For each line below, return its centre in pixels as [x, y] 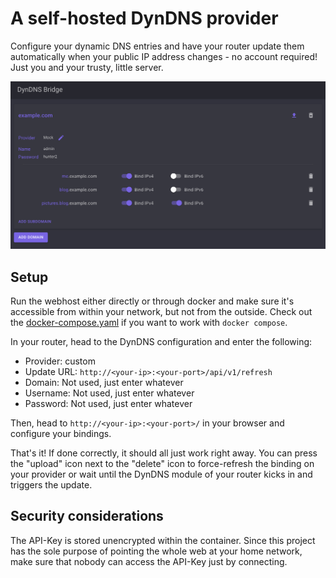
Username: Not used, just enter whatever [109, 393]
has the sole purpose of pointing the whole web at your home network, [156, 551]
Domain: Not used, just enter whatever [104, 382]
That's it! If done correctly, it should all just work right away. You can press [164, 453]
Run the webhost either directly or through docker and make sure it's [152, 301]
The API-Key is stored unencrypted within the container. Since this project [163, 540]
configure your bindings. [61, 433]
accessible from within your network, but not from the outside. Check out [161, 311]
